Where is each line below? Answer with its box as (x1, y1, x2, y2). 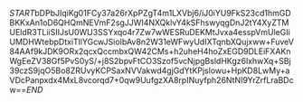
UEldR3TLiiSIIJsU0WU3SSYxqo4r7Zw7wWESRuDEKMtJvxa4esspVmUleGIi (9, 27, 291, 37)
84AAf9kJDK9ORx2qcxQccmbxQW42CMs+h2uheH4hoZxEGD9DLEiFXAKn (9, 46, 291, 57)
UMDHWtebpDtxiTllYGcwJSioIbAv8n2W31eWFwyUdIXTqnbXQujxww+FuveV (9, 36, 294, 47)
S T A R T (9, 8, 35, 18)
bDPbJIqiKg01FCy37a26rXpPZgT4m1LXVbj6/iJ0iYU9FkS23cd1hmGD (34, 8, 291, 18)
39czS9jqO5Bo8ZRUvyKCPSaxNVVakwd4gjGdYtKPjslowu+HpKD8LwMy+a (9, 65, 290, 76)
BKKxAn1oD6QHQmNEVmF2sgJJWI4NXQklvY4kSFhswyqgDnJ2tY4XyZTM (9, 17, 289, 28)
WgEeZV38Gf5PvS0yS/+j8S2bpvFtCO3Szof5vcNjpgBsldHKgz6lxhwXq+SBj (9, 56, 291, 66)
